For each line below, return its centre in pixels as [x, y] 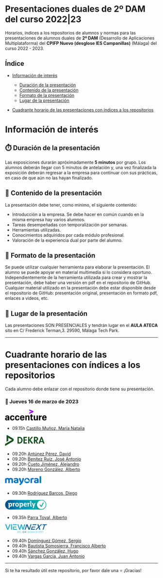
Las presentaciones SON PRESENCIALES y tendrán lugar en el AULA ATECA [81, 326]
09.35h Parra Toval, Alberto [40, 518]
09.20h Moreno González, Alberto [46, 469]
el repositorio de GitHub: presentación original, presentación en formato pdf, [81, 293]
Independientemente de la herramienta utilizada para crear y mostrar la [76, 278]
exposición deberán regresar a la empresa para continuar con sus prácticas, [81, 173]
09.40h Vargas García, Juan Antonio [48, 556]
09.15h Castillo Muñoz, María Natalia [48, 428]
